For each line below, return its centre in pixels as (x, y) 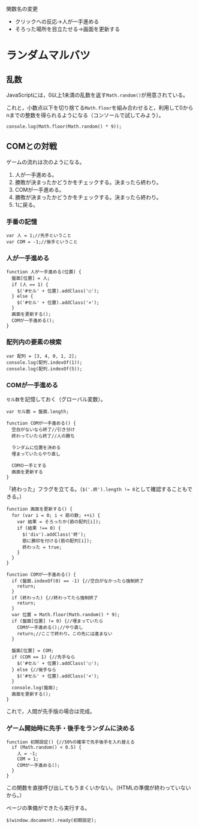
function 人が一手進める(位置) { (44, 272)
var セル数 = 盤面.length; (37, 412)
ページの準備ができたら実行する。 (48, 808)
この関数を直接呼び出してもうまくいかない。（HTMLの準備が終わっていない (99, 788)
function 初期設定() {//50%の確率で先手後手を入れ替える (70, 742)
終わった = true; (42, 547)
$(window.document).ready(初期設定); (52, 821)
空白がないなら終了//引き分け (43, 430)
